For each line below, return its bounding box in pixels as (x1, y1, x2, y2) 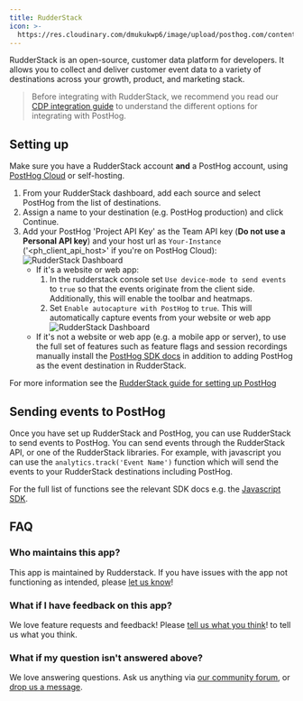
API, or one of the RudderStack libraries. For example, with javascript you (9, 447, 281, 457)
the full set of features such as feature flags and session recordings (35, 341, 288, 352)
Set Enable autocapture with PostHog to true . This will (49, 303, 252, 314)
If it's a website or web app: (35, 264, 140, 275)
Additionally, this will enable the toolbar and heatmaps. (49, 293, 252, 304)
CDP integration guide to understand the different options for (31, 101, 259, 112)
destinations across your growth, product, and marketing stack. (9, 74, 245, 85)
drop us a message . (9, 682, 83, 693)
